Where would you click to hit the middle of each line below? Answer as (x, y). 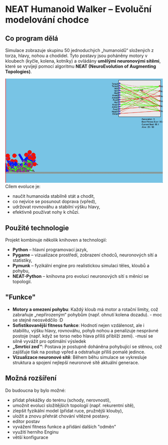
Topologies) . (18, 72)
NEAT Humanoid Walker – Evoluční (78, 9)
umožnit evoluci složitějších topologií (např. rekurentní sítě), (73, 405)
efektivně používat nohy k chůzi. (46, 212)
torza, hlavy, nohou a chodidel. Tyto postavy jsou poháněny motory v (76, 56)
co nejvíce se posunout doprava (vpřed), (54, 202)
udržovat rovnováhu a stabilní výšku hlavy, (56, 207)
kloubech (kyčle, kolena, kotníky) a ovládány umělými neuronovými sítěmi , (83, 61)
